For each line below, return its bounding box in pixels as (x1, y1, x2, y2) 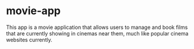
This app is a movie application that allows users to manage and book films (6, 24, 188, 31)
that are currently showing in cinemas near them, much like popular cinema (6, 30, 189, 37)
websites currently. (6, 36, 53, 43)
